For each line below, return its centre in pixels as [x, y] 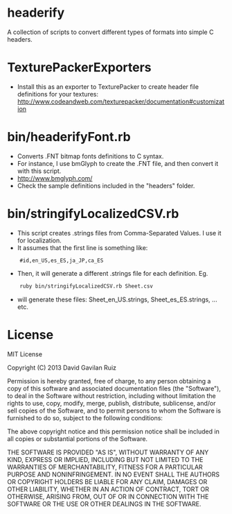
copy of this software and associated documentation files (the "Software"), [114, 388]
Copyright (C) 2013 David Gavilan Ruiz [62, 367]
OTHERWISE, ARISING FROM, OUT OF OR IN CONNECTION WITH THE [108, 496]
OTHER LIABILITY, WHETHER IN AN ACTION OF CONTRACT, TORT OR [108, 489]
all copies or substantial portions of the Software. [77, 438]
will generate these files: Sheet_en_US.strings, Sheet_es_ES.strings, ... [117, 299]
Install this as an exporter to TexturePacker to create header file [108, 86]
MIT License [25, 354]
